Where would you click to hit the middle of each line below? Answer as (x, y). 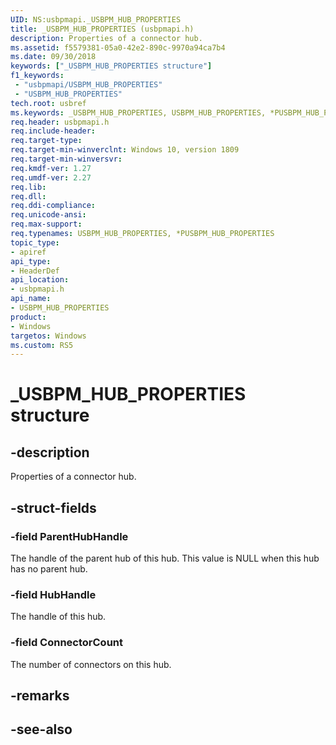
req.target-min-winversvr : (66, 159)
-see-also (41, 729)
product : (28, 317)
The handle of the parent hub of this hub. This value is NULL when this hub (165, 558)
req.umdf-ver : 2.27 (51, 177)
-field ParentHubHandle (69, 536)
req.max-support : (46, 224)
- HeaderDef (35, 271)
